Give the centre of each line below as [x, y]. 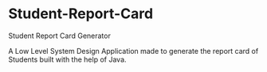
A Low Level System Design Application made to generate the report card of [133, 51]
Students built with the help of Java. [67, 59]
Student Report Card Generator [60, 36]
